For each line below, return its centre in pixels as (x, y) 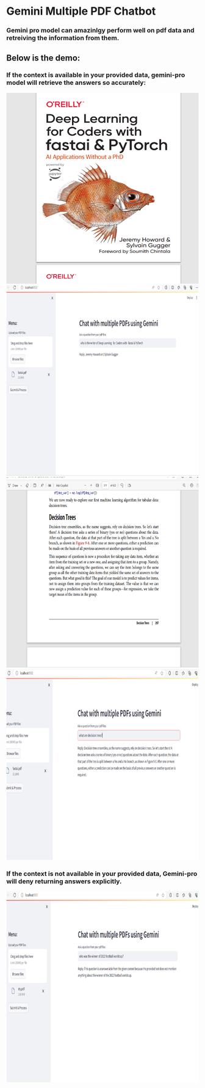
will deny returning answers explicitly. (64, 881)
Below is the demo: (43, 58)
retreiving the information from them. (63, 38)
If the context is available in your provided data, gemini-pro (96, 75)
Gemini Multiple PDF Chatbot (81, 11)
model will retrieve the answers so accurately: (76, 82)
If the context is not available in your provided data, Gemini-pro (102, 874)
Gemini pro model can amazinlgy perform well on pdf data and (100, 31)
